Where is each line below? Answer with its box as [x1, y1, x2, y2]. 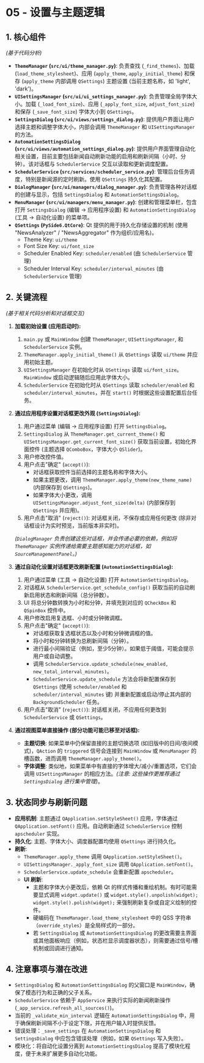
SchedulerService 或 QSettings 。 [23, 713, 106, 721]
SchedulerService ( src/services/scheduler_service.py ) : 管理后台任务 [14, 168, 190, 175]
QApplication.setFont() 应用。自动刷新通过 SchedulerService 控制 [14, 822, 183, 830]
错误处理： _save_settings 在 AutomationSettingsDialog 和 [14, 1027, 161, 1034]
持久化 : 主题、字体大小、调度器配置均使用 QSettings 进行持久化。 [14, 838, 180, 845]
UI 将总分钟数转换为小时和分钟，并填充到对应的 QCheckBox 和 [23, 599, 177, 606]
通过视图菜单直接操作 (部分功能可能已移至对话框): [14, 726, 140, 734]
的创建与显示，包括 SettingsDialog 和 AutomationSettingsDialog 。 [14, 191, 183, 198]
